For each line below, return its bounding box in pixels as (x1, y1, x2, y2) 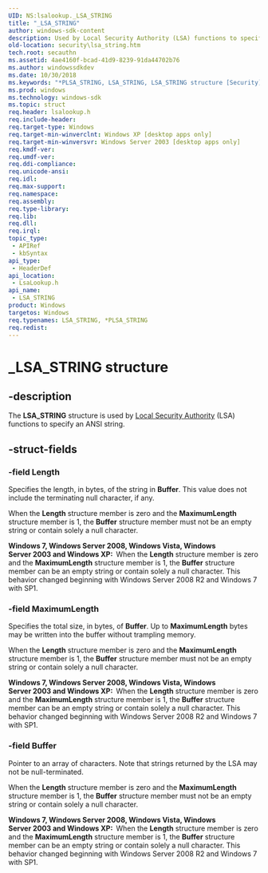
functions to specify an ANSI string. (8, 419, 125, 429)
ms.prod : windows (8, 85, 66, 94)
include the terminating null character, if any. (8, 493, 155, 503)
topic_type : (8, 235, 48, 243)
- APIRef (11, 242, 41, 250)
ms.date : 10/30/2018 (8, 71, 77, 79)
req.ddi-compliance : (8, 161, 77, 169)
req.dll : (8, 220, 37, 228)
